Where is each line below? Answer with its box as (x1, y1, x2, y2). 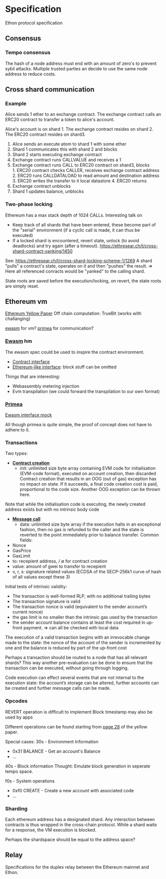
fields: (19, 537, 33, 543)
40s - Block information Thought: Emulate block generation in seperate (5, 763, 150, 769)
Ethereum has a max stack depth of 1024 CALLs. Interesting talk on (5, 212, 143, 218)
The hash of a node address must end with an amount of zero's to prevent (5, 60, 157, 66)
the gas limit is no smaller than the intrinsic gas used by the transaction (12, 614, 158, 620)
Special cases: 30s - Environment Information (5, 738, 99, 744)
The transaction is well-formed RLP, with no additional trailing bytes (12, 593, 151, 599)
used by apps (5, 714, 33, 720)
